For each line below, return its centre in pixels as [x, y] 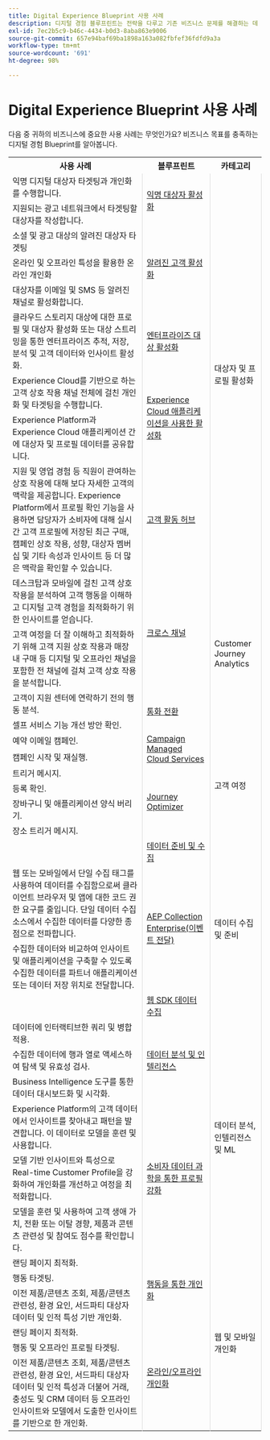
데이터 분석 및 [171, 1054]
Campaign [166, 738]
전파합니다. [56, 933]
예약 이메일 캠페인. [45, 741]
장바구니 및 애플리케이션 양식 [64, 803]
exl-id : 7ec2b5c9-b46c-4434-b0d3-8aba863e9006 [88, 31]
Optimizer [165, 807]
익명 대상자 [166, 194]
